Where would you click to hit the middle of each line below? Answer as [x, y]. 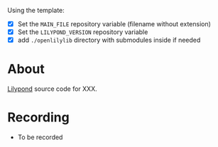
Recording [38, 118]
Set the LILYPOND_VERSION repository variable [83, 32]
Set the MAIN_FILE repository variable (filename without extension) [114, 24]
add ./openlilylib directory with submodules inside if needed [109, 40]
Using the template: [36, 10]
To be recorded [40, 137]
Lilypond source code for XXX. [52, 89]
